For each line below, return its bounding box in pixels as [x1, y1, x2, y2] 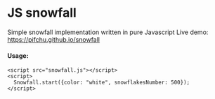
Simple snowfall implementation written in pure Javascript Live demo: [7, 28, 209, 36]
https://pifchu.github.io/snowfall [7, 35, 100, 43]
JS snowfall [7, 5, 77, 21]
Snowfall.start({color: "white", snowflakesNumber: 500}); [13, 79, 190, 86]
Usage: [7, 51, 30, 60]
